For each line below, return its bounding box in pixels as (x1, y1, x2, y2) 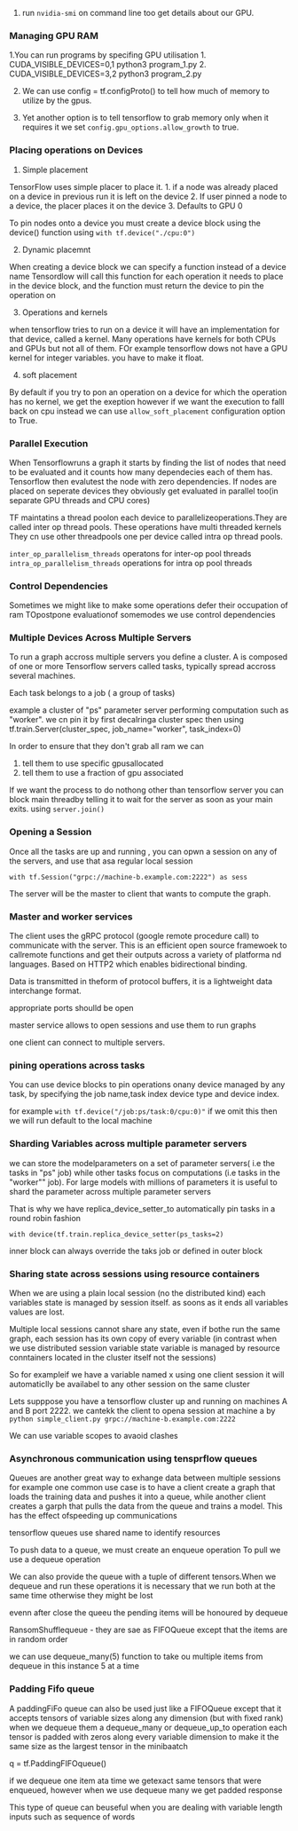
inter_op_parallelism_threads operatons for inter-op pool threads (9, 548, 252, 558)
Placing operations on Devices (9, 144, 144, 156)
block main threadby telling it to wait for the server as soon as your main (9, 794, 273, 805)
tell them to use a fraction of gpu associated (21, 768, 184, 778)
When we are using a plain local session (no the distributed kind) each (9, 1287, 266, 1298)
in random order (9, 1634, 68, 1645)
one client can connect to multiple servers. (9, 1038, 166, 1048)
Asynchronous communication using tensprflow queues (9, 1452, 258, 1464)
